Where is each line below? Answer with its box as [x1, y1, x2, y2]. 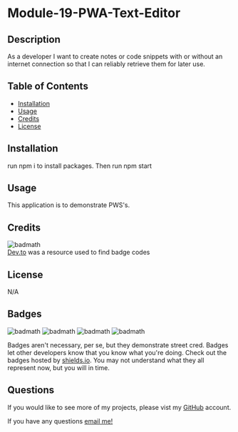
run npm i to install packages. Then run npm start [7, 162, 152, 170]
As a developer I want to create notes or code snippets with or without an [7, 52, 223, 60]
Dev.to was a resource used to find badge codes [7, 248, 150, 257]
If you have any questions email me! [7, 416, 113, 425]
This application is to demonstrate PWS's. [7, 201, 130, 209]
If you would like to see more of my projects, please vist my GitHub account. [7, 403, 232, 411]
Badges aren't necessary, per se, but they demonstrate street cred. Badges [7, 340, 229, 349]
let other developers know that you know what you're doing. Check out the [7, 348, 227, 357]
